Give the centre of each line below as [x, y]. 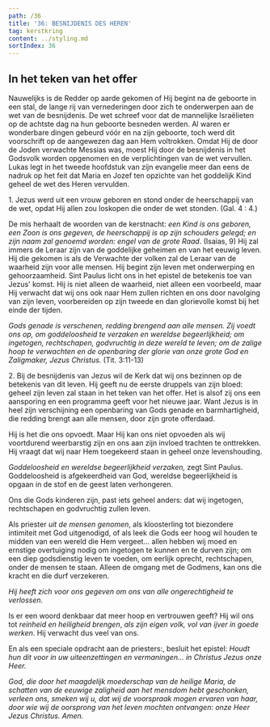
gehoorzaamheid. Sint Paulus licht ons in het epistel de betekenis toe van [130, 275]
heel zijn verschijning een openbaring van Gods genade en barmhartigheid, [134, 410]
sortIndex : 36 [32, 46]
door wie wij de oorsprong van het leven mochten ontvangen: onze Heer [129, 707]
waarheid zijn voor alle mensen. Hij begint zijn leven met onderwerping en [131, 267]
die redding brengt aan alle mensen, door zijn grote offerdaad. [112, 418]
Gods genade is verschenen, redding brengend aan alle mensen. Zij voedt [132, 325]
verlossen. [26, 600]
